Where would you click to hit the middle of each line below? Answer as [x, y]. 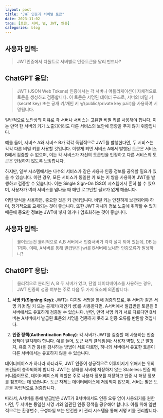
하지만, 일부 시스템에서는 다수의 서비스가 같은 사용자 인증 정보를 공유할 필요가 [78, 171]
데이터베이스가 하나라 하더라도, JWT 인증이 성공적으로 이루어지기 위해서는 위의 [80, 363]
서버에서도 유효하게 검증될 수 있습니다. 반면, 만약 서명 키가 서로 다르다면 [80, 312]
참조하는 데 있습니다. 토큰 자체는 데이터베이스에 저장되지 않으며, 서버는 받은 [81, 382]
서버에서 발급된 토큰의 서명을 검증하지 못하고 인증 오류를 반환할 [84, 318]
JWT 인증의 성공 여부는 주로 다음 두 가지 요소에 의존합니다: [73, 289]
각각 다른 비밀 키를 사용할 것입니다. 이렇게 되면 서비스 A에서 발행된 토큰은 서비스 [81, 148]
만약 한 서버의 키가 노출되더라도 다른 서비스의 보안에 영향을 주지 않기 [75, 126]
